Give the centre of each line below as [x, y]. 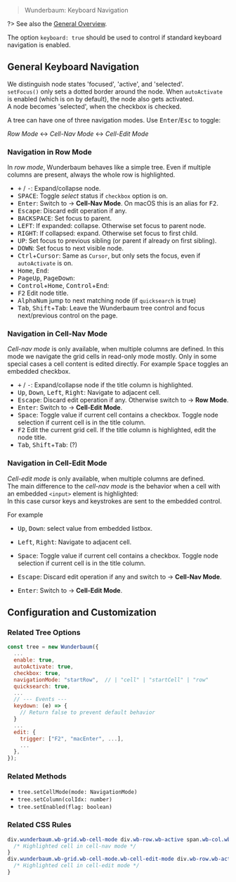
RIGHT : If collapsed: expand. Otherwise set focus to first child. [107, 233]
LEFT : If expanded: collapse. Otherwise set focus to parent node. [112, 226]
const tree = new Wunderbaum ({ [53, 647]
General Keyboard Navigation [73, 67]
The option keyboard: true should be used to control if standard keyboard [114, 37]
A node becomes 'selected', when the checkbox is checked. [94, 106]
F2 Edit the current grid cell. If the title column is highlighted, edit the [117, 430]
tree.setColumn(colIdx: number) [65, 800]
